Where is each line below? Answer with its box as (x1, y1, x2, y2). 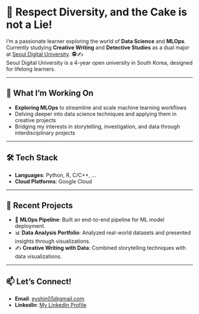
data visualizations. (14, 253, 62, 260)
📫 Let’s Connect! (6, 276, 72, 287)
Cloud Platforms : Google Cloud (14, 177, 92, 185)
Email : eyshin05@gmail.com (14, 295, 85, 302)
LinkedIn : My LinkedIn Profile (14, 302, 87, 309)
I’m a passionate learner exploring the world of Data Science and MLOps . (6, 37, 186, 45)
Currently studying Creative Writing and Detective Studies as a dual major (6, 44, 190, 51)
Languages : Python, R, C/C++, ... (14, 172, 97, 179)
